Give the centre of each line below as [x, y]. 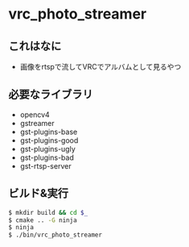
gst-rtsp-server [45, 165]
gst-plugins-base [49, 132]
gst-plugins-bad [47, 157]
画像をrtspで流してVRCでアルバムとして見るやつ [101, 67]
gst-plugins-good [49, 140]
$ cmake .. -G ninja [43, 220]
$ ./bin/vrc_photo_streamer [55, 235]
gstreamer [37, 123]
